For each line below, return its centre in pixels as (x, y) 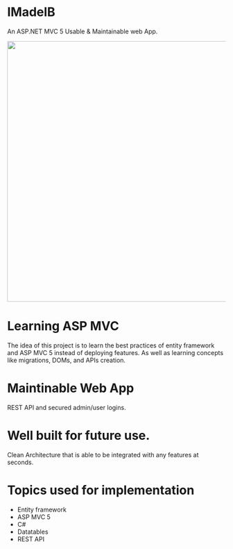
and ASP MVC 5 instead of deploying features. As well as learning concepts (115, 352)
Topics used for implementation (101, 490)
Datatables (33, 532)
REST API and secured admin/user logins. (67, 407)
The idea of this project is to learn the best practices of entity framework (111, 345)
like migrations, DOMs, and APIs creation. (67, 360)
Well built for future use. (79, 436)
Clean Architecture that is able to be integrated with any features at (103, 454)
